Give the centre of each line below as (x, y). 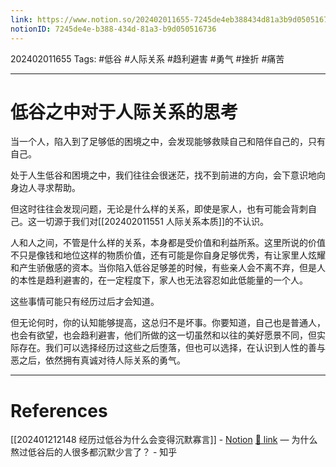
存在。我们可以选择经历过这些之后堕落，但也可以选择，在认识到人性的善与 (172, 348)
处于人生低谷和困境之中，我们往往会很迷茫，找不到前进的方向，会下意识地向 (168, 175)
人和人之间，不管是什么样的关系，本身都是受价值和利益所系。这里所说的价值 (168, 243)
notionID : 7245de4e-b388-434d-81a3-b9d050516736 (113, 29)
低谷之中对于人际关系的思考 (124, 112)
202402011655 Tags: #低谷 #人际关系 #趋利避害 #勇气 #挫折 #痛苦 (147, 58)
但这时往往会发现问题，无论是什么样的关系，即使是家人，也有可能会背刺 (159, 209)
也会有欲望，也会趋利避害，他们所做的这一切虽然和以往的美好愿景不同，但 (163, 335)
